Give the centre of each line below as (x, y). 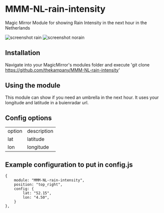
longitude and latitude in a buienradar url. (47, 102)
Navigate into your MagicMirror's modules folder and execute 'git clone (77, 64)
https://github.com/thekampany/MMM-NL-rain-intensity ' (63, 70)
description (40, 131)
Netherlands (18, 28)
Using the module (33, 85)
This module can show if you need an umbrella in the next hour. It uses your (82, 97)
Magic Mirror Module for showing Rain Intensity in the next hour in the (76, 23)
